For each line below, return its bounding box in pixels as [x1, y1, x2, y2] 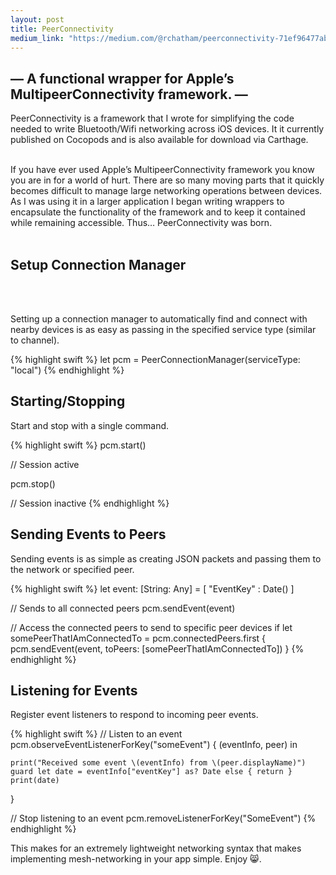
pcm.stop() [10, 477, 56, 490]
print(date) [10, 776, 60, 786]
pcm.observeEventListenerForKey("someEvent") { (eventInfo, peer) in [10, 739, 298, 751]
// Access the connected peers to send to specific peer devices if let [10, 621, 293, 633]
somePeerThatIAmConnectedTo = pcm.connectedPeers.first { [10, 632, 267, 644]
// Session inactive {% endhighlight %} [10, 497, 170, 509]
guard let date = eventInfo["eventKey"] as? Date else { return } [10, 767, 293, 777]
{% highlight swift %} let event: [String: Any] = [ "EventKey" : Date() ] [10, 582, 295, 595]
